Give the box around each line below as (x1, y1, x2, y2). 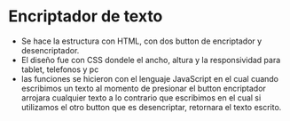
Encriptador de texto (8, 6, 163, 27)
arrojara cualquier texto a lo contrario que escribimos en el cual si (20, 92, 262, 103)
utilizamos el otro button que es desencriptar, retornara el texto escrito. (20, 101, 282, 112)
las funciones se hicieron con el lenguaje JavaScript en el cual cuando (20, 73, 279, 84)
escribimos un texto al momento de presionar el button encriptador (20, 83, 267, 93)
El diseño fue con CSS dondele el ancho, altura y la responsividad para (20, 54, 281, 65)
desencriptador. (20, 44, 80, 55)
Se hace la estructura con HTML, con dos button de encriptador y (20, 36, 263, 46)
